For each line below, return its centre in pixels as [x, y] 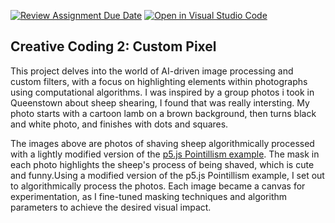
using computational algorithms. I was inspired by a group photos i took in [162, 92]
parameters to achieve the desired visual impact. [111, 207]
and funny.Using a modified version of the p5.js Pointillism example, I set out [167, 175]
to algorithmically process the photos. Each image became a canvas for [158, 186]
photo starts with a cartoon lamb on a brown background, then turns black [163, 113]
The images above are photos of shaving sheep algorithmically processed [162, 143]
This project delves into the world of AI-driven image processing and [152, 71]
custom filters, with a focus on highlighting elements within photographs [159, 81]
